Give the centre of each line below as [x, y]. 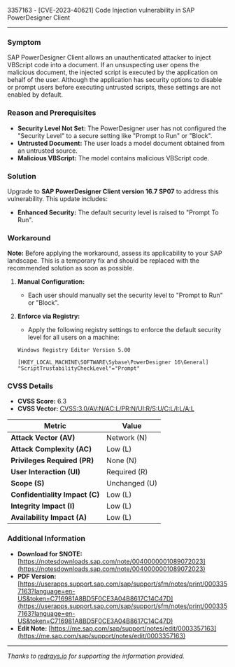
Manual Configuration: [51, 282]
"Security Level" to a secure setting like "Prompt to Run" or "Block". [115, 135]
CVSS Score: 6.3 [42, 401]
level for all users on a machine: [74, 337]
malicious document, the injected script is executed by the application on [113, 72]
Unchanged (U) [131, 483]
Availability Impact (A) [49, 518]
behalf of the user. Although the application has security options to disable [115, 80]
